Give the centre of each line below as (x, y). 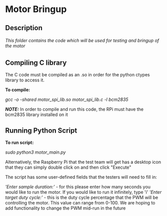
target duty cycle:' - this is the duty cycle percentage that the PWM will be (82, 197)
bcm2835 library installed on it (37, 115)
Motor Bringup (36, 9)
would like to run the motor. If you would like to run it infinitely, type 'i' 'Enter (83, 192)
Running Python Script (41, 130)
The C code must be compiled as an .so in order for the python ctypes (77, 75)
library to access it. (25, 80)
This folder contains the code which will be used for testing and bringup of (82, 41)
